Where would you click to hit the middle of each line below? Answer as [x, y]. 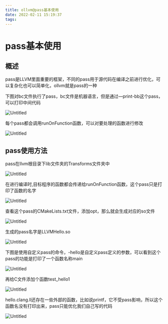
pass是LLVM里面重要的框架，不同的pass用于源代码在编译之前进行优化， [81, 79]
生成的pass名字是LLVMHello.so [38, 232]
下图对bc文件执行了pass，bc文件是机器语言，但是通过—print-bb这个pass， [84, 96]
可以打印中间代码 [23, 103]
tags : [11, 19]
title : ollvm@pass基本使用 [32, 10]
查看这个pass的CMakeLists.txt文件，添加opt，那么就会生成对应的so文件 [80, 211]
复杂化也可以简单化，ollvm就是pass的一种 [53, 86]
